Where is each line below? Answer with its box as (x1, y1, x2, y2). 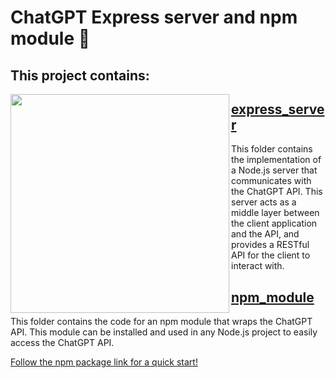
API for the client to (231, 249, 311, 261)
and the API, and (231, 228, 300, 240)
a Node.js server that (231, 164, 318, 176)
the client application (231, 217, 318, 230)
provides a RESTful (231, 239, 310, 251)
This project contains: (10, 67, 150, 84)
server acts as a (231, 196, 297, 208)
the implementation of (231, 154, 322, 166)
